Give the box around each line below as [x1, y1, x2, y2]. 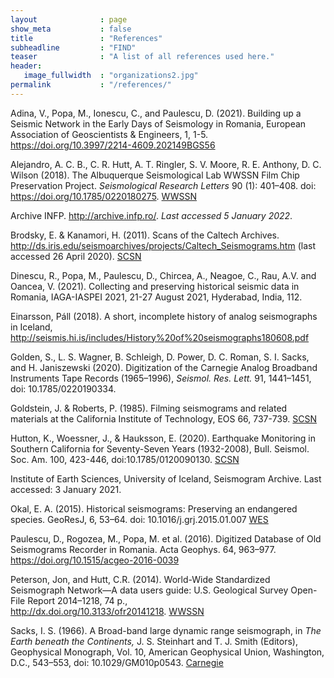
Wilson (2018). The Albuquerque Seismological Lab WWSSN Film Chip [10, 169, 300, 181]
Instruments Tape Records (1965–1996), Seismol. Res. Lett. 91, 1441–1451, [10, 372, 312, 384]
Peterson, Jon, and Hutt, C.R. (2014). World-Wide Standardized [10, 573, 271, 585]
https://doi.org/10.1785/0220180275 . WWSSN [10, 190, 198, 202]
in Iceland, [10, 321, 53, 333]
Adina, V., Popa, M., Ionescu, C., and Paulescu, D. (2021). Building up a [10, 107, 302, 119]
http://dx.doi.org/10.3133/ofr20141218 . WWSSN [10, 605, 205, 617]
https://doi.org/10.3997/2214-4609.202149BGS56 [10, 139, 216, 151]
